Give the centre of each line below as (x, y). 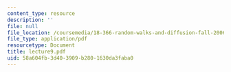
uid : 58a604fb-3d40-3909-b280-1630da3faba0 (70, 58)
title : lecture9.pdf (37, 52)
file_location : (29, 33)
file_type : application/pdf (47, 39)
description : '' (30, 20)
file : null (23, 26)
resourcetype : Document (41, 45)
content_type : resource (41, 13)
